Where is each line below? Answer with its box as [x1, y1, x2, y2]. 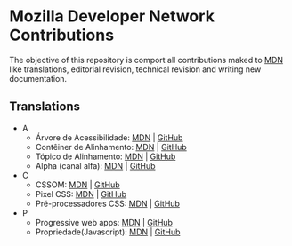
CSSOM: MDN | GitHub [35, 179, 120, 190]
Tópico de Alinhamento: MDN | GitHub [35, 151, 176, 162]
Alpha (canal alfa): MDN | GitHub [35, 160, 156, 171]
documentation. [9, 73, 68, 83]
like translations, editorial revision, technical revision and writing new [9, 64, 262, 75]
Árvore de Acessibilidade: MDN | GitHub [35, 131, 183, 143]
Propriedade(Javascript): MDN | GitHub [35, 226, 181, 237]
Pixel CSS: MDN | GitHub [35, 188, 127, 199]
